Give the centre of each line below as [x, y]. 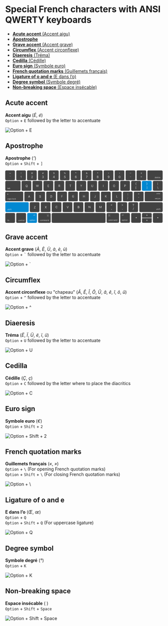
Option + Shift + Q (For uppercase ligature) [49, 523]
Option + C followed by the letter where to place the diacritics [68, 383]
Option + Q [16, 518]
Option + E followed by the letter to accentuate [53, 120]
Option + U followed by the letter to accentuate [53, 340]
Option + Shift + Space [28, 608]
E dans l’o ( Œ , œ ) [23, 512]
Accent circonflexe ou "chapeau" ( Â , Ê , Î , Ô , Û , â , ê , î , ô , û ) [66, 292]
